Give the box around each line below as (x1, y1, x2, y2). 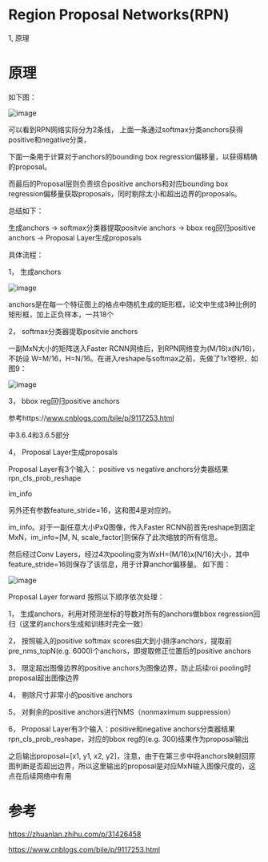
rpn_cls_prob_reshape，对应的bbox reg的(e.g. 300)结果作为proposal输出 (8, 734, 250, 743)
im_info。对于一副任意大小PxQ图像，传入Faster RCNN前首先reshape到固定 (8, 522, 256, 532)
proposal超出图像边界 (8, 673, 80, 683)
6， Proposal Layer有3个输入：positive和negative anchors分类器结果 (8, 723, 236, 734)
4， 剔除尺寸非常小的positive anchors (8, 690, 133, 699)
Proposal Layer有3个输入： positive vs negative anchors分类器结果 (8, 464, 229, 473)
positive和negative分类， (8, 135, 91, 144)
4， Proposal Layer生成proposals (8, 447, 118, 457)
